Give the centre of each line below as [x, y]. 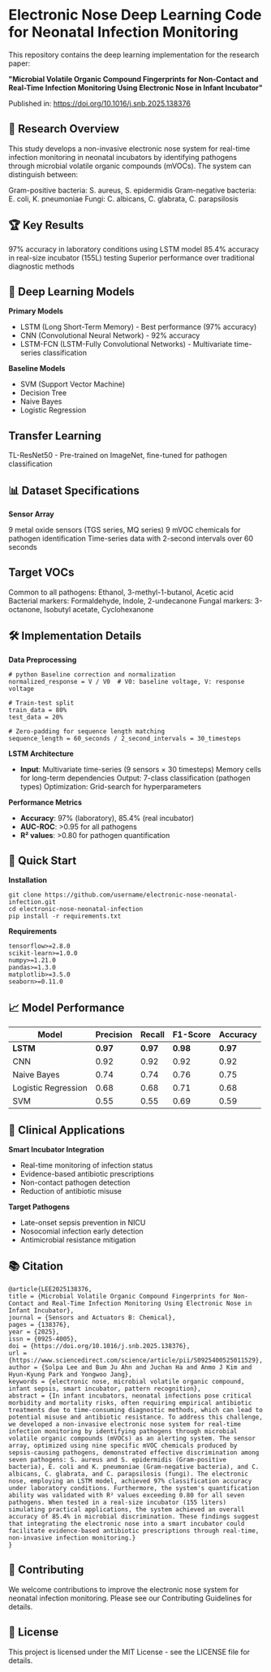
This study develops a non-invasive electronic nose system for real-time [129, 149]
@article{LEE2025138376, [50, 1289]
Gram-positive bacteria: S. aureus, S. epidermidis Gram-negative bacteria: [133, 190]
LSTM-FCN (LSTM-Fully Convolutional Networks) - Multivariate [126, 344]
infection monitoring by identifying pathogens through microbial [123, 1431]
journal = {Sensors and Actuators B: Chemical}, [92, 1317]
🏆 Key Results [46, 225]
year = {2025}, [34, 1332]
